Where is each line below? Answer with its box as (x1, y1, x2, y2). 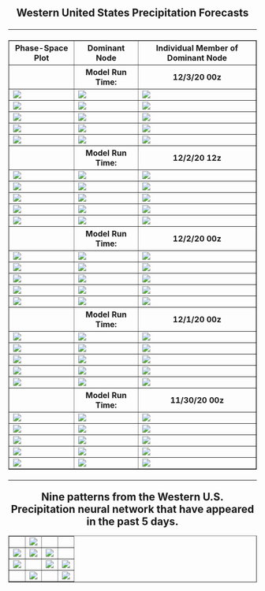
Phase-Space (14, 43, 69, 54)
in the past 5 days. (86, 515, 179, 529)
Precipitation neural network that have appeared (10, 503, 255, 516)
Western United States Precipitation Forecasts (16, 6, 249, 20)
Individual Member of (155, 43, 239, 54)
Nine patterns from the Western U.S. (41, 490, 224, 504)
